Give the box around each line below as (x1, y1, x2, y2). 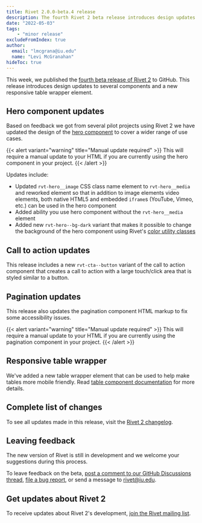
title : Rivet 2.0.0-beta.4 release (6, 8, 96, 15)
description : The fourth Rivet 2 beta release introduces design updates (6, 14, 196, 21)
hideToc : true (6, 59, 42, 65)
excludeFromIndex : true (6, 37, 66, 43)
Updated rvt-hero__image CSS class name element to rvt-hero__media (14, 183, 191, 190)
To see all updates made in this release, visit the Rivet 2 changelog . (6, 418, 174, 425)
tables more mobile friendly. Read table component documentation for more (6, 378, 195, 385)
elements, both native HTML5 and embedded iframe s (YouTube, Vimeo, (14, 195, 194, 203)
